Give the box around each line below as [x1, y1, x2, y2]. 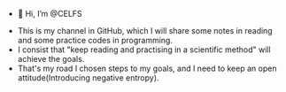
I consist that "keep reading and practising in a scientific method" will [17, 44, 272, 55]
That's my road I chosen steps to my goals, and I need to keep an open [17, 63, 277, 73]
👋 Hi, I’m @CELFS [17, 9, 82, 19]
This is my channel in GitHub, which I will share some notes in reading [17, 26, 273, 35]
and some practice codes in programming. [17, 35, 173, 45]
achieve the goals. [17, 54, 85, 64]
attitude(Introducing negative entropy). [17, 73, 159, 83]
